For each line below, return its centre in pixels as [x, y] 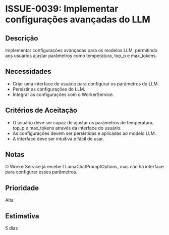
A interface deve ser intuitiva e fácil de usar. [58, 138]
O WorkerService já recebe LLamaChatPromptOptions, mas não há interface [84, 167]
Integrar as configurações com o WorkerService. [63, 95]
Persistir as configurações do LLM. [49, 89]
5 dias [12, 228]
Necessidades [28, 72]
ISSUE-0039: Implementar [62, 9]
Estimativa [22, 216]
